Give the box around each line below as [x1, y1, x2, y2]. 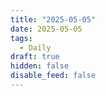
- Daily [19, 42, 52, 53]
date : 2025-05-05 [10, 24, 83, 34]
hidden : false [10, 61, 70, 71]
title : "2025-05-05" [10, 14, 97, 25]
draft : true [10, 52, 60, 62]
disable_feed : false [10, 71, 97, 81]
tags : [10, 33, 33, 43]
